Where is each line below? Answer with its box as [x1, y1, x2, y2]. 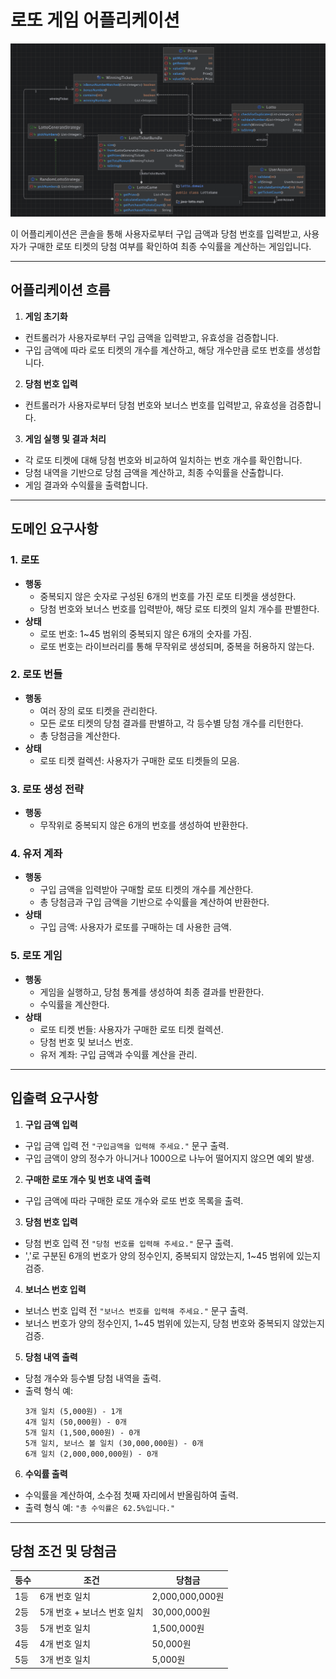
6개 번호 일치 [39, 1591, 91, 1603]
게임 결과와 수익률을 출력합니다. [24, 479, 148, 491]
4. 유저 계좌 [10, 847, 63, 861]
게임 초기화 [24, 310, 68, 322]
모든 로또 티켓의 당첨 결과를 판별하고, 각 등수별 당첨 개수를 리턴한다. [39, 717, 304, 729]
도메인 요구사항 [10, 521, 99, 538]
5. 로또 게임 [10, 949, 63, 963]
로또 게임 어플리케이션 [10, 9, 180, 32]
